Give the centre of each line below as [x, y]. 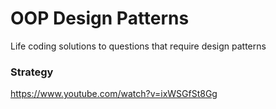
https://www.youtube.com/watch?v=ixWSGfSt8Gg [114, 94]
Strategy [32, 72]
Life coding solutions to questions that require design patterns [138, 46]
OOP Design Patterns [100, 18]
